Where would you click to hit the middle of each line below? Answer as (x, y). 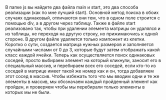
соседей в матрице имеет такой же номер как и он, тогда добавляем (79, 71)
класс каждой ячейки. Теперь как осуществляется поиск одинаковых (80, 55)
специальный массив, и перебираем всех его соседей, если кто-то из (80, 65)
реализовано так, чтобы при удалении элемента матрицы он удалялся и (83, 28)
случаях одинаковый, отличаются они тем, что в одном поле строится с (82, 18)
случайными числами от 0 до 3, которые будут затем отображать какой (82, 50)
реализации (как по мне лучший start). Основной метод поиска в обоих (82, 12)
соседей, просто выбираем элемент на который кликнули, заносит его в (83, 60)
